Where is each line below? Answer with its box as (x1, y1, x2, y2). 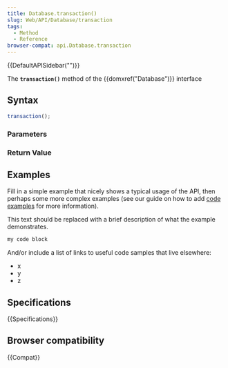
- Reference (13, 36, 48, 43)
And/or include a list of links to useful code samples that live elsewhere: (7, 249, 212, 257)
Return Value (7, 148, 52, 157)
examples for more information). (7, 202, 99, 211)
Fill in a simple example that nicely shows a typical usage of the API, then (7, 187, 216, 195)
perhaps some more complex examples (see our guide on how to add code (7, 195, 221, 203)
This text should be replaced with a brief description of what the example (7, 215, 216, 224)
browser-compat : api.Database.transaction (7, 42, 131, 49)
